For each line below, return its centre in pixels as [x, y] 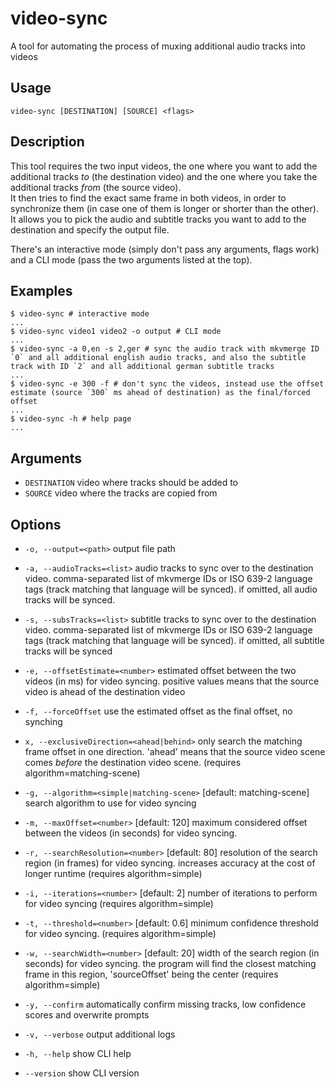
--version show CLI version [82, 1073]
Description [47, 142]
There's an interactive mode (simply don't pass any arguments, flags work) [165, 249]
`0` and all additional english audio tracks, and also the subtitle [158, 358]
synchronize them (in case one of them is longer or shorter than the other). [164, 208]
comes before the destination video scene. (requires [133, 762]
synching [43, 721]
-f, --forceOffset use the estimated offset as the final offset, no [158, 711]
